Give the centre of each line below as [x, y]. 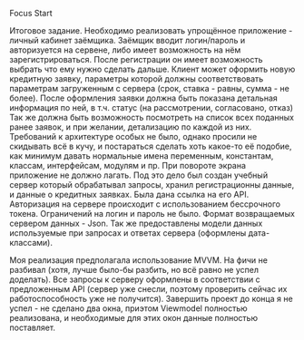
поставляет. [33, 327]
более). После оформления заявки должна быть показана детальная [144, 98]
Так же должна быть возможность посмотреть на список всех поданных [152, 117]
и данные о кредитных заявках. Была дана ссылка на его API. [129, 194]
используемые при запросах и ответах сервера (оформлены [128, 233]
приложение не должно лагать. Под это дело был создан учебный [139, 175]
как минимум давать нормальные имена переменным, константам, [142, 156]
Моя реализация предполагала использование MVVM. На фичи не [138, 260]
